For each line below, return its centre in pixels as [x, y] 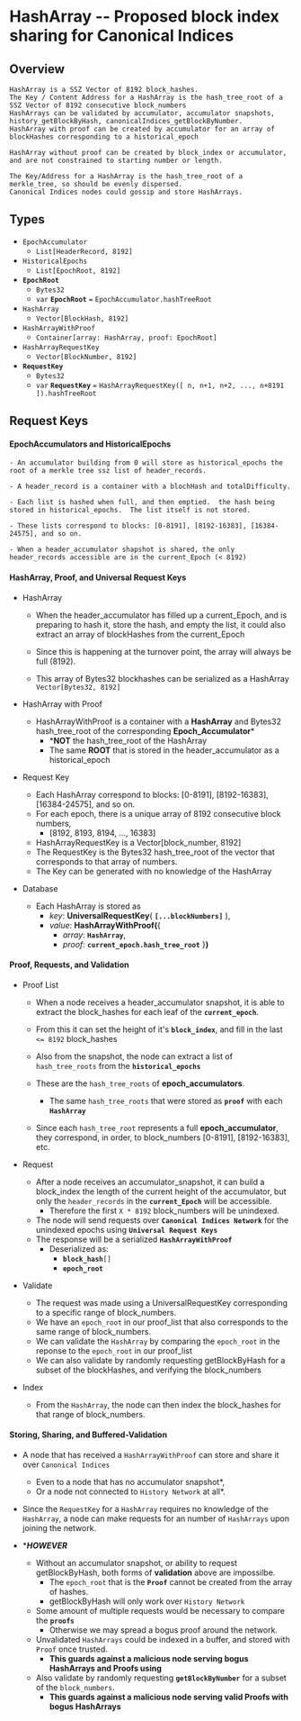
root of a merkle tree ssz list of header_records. [108, 471]
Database [40, 888]
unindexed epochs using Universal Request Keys [127, 1229]
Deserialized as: [79, 1248]
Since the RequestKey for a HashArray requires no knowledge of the [146, 1509]
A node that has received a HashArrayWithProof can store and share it [150, 1455]
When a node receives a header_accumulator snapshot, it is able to [160, 1002]
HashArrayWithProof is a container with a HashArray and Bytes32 [158, 721]
